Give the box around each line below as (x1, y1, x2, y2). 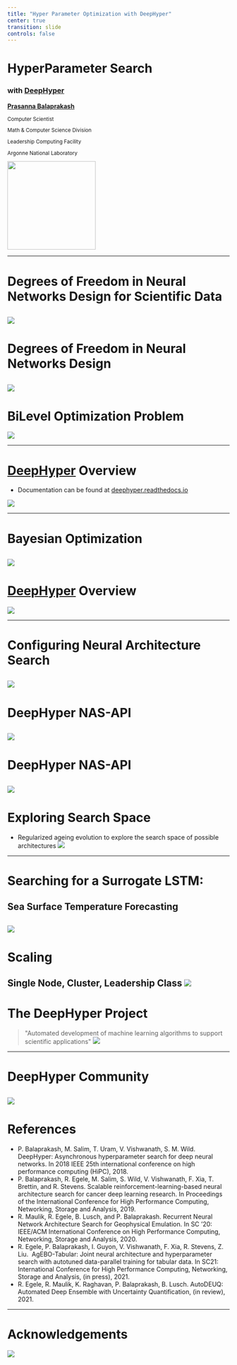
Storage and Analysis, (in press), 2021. (17, 1272, 130, 1281)
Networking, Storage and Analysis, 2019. (17, 1204, 136, 1213)
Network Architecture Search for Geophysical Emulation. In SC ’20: (17, 1219, 213, 1228)
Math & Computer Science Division (7, 127, 92, 134)
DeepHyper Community (7, 1069, 150, 1085)
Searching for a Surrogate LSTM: (7, 873, 204, 888)
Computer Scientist (7, 115, 54, 122)
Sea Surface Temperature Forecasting (7, 901, 178, 913)
